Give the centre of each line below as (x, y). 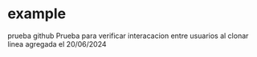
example (37, 14)
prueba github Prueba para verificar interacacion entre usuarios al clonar (128, 36)
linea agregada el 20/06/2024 (57, 44)
